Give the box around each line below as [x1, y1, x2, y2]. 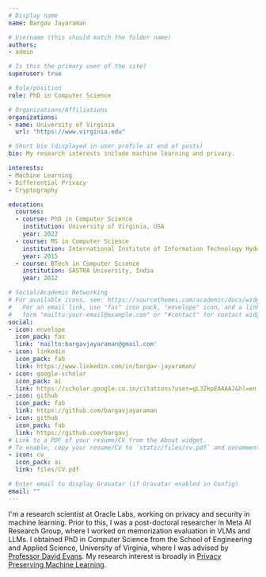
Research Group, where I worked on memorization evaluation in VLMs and [8, 525, 251, 536]
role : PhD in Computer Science [8, 91, 112, 99]
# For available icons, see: [8, 296, 104, 304]
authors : [8, 40, 37, 48]
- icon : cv [8, 451, 44, 459]
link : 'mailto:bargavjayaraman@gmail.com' [15, 340, 158, 348]
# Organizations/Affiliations [8, 106, 108, 113]
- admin [8, 48, 34, 56]
